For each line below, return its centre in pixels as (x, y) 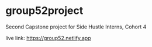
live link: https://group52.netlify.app (48, 38)
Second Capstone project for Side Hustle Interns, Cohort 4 (76, 27)
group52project (44, 11)
